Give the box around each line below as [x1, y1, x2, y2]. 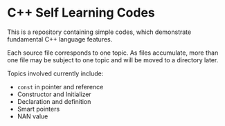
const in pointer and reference [17, 82, 104, 91]
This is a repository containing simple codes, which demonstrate [7, 28, 192, 36]
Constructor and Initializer [17, 90, 91, 98]
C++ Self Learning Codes [7, 5, 156, 21]
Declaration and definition [17, 97, 91, 105]
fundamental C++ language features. [7, 35, 113, 43]
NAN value [17, 112, 48, 120]
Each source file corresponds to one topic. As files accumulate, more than [7, 48, 219, 57]
